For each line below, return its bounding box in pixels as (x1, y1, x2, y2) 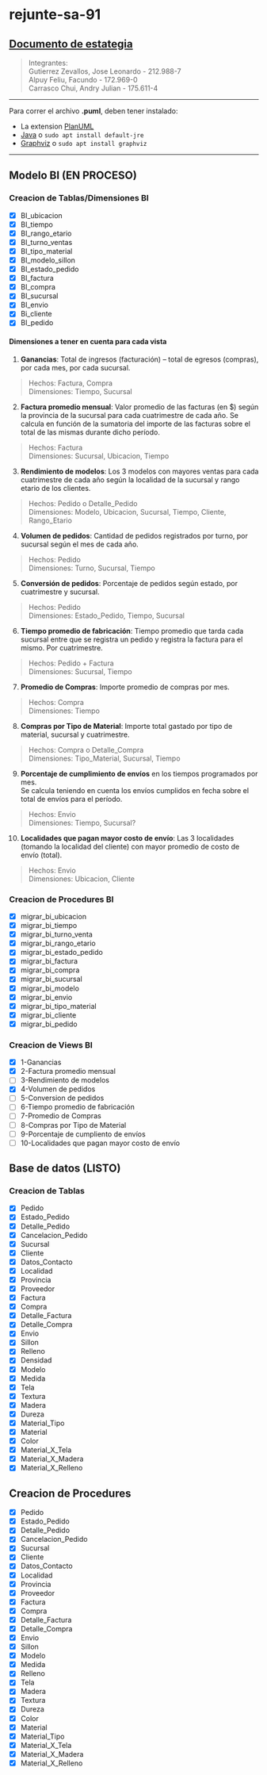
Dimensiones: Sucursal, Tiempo (28, 666, 133, 676)
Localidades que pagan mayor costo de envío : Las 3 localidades (20, 833, 235, 842)
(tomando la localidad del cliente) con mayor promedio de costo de (20, 841, 240, 851)
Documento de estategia (9, 37, 133, 51)
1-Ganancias (20, 1057, 62, 1068)
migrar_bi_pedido (20, 1019, 78, 1029)
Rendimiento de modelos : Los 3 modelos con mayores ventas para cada (20, 466, 259, 476)
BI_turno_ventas (20, 237, 73, 247)
